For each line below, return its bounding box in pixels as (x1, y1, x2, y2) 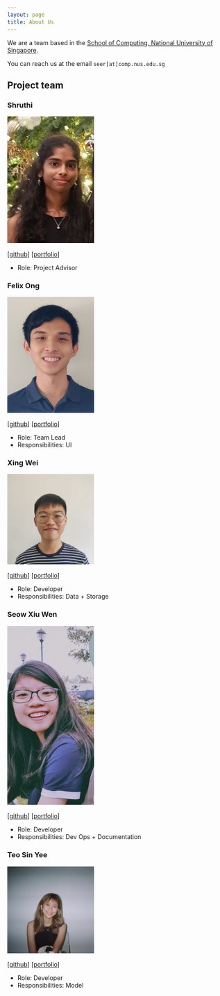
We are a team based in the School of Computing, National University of (7, 38, 213, 47)
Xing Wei (7, 458, 39, 467)
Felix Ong (7, 281, 40, 290)
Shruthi (7, 100, 33, 110)
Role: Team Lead (17, 433, 66, 441)
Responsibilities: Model (17, 981, 84, 989)
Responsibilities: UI (17, 440, 72, 449)
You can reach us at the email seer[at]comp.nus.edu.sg (7, 59, 165, 67)
